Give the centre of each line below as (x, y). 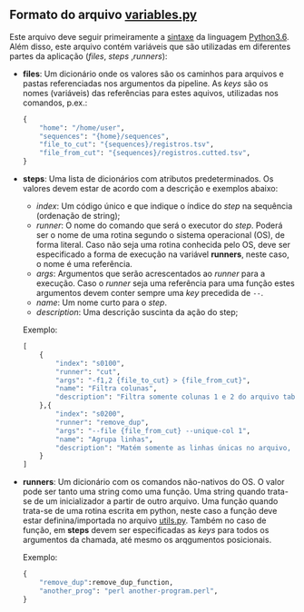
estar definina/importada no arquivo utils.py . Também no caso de (144, 520)
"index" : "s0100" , (90, 363)
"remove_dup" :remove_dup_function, (107, 583)
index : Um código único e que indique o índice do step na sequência (164, 206)
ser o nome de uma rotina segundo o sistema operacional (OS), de (161, 235)
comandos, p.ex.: (55, 103)
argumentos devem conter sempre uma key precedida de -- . (150, 293)
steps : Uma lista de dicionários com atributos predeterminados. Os (148, 179)
